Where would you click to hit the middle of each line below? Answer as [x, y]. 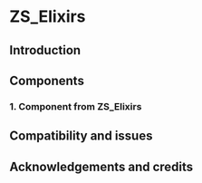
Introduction [45, 50]
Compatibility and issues [81, 136]
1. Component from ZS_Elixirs [76, 106]
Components [47, 80]
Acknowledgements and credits [101, 166]
